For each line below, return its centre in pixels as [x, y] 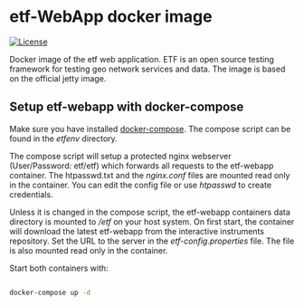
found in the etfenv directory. [63, 139]
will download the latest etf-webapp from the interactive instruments [137, 231]
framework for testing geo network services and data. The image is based [147, 69]
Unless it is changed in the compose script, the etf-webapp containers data [150, 212]
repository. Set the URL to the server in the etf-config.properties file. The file [152, 241]
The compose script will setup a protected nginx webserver [120, 156]
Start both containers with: [59, 268]
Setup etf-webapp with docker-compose [127, 107]
